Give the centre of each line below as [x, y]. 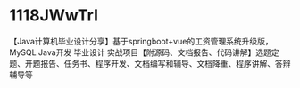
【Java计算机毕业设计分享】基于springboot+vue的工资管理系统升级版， [142, 41]
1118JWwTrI [54, 16]
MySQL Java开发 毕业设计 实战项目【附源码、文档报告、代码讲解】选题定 [144, 52]
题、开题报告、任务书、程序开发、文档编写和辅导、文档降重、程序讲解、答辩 [150, 63]
